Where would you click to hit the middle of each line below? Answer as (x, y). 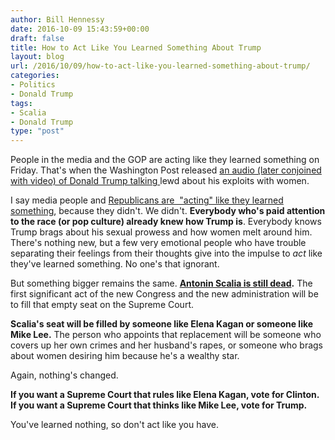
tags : (21, 103)
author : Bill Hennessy (57, 19)
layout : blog (37, 57)
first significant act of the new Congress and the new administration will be (164, 294)
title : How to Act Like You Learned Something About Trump (136, 47)
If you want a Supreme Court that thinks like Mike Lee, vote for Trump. (159, 405)
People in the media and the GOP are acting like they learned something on (165, 160)
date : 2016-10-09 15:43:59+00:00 (80, 29)
